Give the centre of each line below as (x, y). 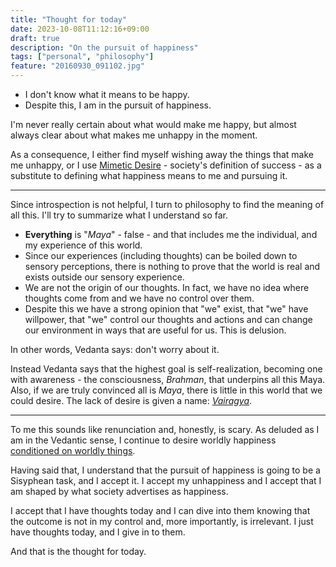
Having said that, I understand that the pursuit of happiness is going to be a (165, 470)
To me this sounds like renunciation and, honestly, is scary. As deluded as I (165, 429)
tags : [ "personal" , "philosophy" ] (82, 57)
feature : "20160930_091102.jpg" (77, 66)
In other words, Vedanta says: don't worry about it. (115, 349)
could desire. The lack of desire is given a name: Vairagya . (131, 400)
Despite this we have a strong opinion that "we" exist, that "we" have (166, 309)
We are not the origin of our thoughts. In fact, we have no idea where (167, 287)
